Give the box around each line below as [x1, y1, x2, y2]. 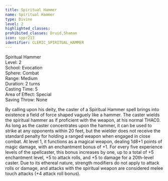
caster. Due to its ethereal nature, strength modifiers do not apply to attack [5, 159, 159, 166]
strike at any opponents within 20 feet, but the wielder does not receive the [5, 128, 160, 134]
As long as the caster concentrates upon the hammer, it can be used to [5, 122, 152, 128]
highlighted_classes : [5, 26, 51, 31]
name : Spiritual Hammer [5, 12, 55, 17]
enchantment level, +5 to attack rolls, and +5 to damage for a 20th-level [5, 154, 154, 160]
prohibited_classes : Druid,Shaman [5, 31, 78, 36]
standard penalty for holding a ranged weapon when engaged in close [5, 133, 150, 139]
